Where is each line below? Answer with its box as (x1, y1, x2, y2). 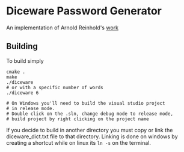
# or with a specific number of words (6, 84, 103, 90)
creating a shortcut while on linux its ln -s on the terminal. (6, 139, 152, 146)
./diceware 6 (6, 90, 39, 96)
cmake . (6, 69, 26, 75)
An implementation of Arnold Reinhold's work (6, 24, 119, 31)
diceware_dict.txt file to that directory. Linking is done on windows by (6, 133, 179, 140)
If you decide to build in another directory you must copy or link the (6, 126, 173, 133)
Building (6, 41, 38, 51)
